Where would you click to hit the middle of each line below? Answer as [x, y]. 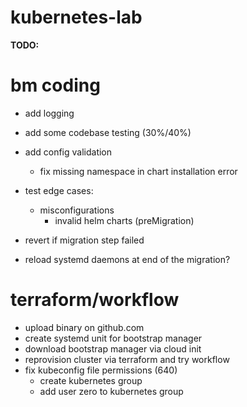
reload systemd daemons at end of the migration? [127, 259]
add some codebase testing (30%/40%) [108, 132]
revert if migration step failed [84, 240]
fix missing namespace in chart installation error [138, 171]
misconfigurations [77, 210]
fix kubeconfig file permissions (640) [101, 370]
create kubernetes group [91, 380]
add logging [49, 113]
